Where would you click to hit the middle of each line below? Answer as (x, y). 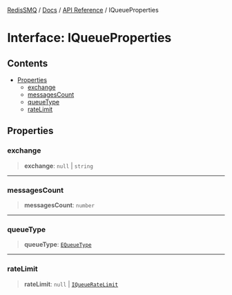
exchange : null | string (58, 166)
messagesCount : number (59, 205)
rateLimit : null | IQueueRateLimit (71, 284)
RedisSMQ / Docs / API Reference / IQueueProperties (83, 10)
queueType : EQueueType (58, 245)
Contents (28, 63)
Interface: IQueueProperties (89, 38)
